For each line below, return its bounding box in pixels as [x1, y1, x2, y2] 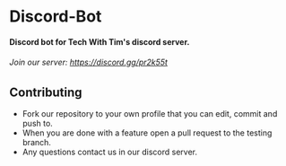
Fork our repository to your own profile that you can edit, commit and [22, 109, 278, 119]
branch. [22, 137, 52, 148]
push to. [22, 118, 54, 129]
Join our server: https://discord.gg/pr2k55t [9, 57, 169, 68]
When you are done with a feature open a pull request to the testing [22, 127, 273, 138]
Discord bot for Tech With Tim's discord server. [9, 36, 190, 47]
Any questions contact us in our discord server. [22, 146, 197, 158]
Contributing [9, 84, 82, 100]
